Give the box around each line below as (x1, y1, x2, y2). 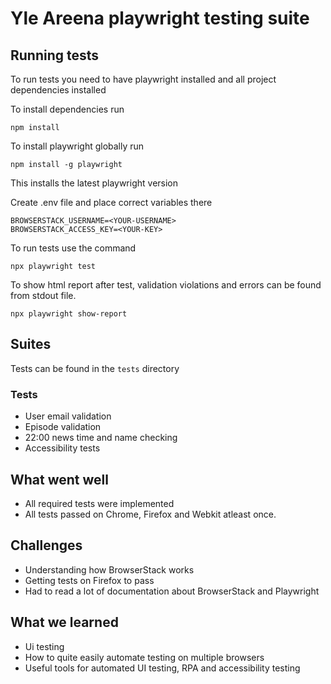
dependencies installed (10, 84, 107, 96)
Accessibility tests (24, 442, 101, 454)
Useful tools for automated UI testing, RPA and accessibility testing (24, 662, 301, 674)
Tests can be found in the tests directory (10, 362, 180, 374)
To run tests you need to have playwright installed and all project (10, 73, 277, 85)
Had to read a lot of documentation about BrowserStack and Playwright (24, 585, 320, 597)
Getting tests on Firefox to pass (24, 574, 155, 586)
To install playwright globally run (10, 140, 145, 152)
